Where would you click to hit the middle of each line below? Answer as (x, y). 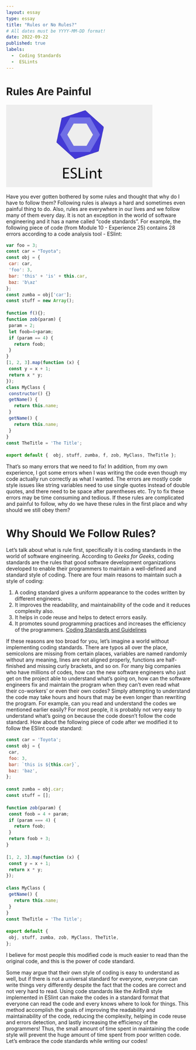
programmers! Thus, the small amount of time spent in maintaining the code (97, 1028)
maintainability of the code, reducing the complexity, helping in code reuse (96, 1016)
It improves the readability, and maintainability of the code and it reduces (102, 605)
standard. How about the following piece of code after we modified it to (92, 722)
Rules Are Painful (49, 91)
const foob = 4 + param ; (39, 814)
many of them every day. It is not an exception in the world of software (91, 215)
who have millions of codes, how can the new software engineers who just (96, 672)
